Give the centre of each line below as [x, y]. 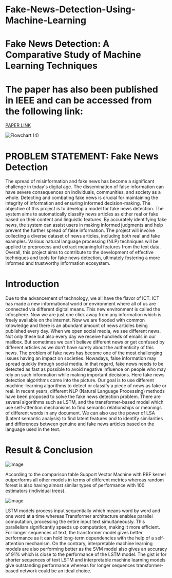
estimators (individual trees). [35, 491]
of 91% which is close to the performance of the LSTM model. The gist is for [86, 554]
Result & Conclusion [49, 450]
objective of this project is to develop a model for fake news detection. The [84, 209]
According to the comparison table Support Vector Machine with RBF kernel [85, 475]
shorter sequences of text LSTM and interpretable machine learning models [85, 560]
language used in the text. [33, 429]
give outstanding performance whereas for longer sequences [70, 565]
